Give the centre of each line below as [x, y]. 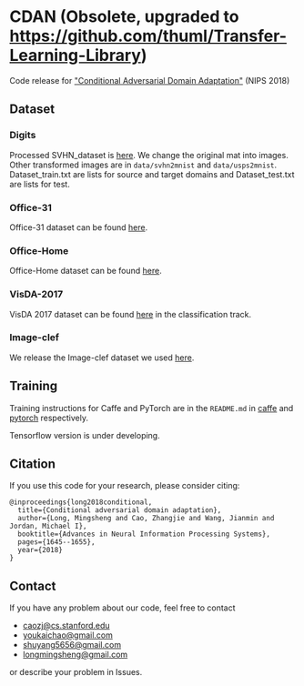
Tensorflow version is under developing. [85, 435]
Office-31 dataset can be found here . [79, 227]
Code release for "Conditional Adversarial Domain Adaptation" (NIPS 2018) [150, 80]
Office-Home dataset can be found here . [86, 271]
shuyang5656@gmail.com [71, 645]
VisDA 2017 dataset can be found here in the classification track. [131, 314]
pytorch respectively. [49, 418]
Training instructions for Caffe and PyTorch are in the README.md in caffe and [152, 408]
